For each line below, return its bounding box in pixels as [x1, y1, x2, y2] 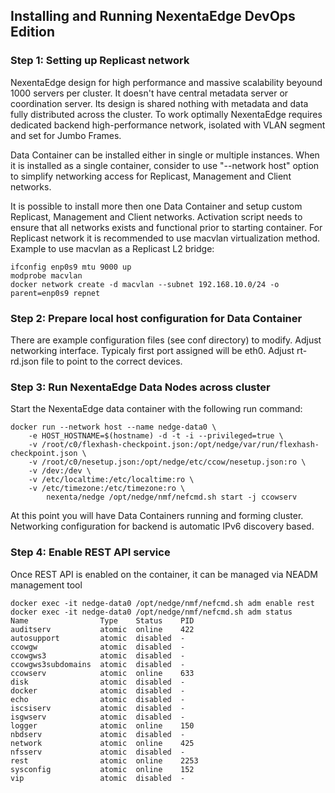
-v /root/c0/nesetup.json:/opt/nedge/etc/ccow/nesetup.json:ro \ [28, 457, 307, 468]
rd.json [10, 355, 40, 367]
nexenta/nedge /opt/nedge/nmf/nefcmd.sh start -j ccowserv [46, 492, 298, 503]
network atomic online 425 [10, 738, 195, 748]
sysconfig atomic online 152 [10, 764, 195, 774]
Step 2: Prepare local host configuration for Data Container [10, 311, 303, 325]
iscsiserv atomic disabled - [10, 703, 186, 713]
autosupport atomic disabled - [10, 633, 186, 643]
